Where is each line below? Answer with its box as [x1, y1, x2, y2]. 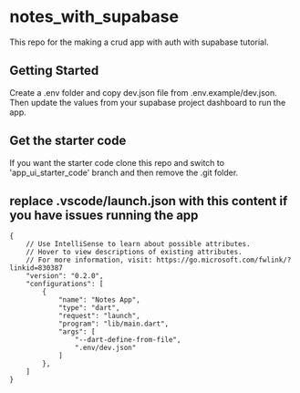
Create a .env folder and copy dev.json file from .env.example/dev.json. [9, 87, 278, 98]
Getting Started [9, 63, 99, 78]
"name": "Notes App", [57, 295, 141, 305]
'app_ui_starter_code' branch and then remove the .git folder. [9, 167, 239, 178]
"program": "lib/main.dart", [57, 319, 170, 329]
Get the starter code [9, 133, 127, 149]
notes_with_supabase [9, 6, 180, 27]
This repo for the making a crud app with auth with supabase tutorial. [9, 36, 269, 47]
